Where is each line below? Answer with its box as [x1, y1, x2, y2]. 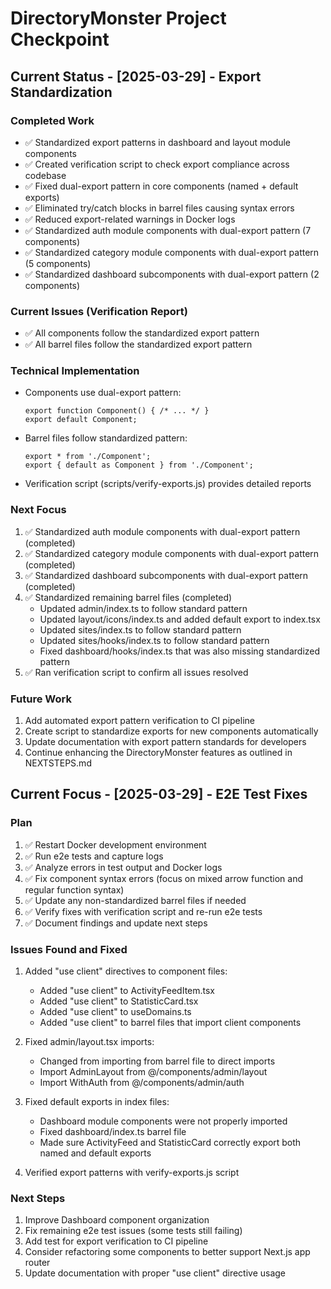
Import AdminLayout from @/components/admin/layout [39, 1066, 268, 1078]
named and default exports [39, 1147, 152, 1159]
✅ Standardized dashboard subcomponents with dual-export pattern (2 [24, 268, 320, 280]
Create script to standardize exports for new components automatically [24, 725, 319, 737]
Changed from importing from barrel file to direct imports [39, 1055, 276, 1067]
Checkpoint [10, 28, 110, 51]
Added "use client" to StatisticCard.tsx [39, 995, 199, 1007]
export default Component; [24, 415, 138, 425]
